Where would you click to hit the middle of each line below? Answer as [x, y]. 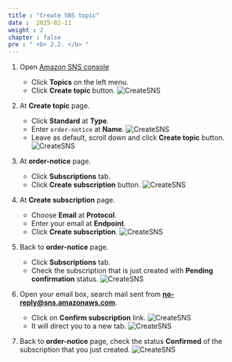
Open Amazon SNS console [64, 67]
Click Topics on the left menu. [80, 82]
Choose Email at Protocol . [74, 215]
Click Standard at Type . [70, 121]
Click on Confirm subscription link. [89, 318]
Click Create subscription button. [86, 185]
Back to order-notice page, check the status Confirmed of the [121, 342]
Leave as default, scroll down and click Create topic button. [128, 137]
